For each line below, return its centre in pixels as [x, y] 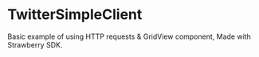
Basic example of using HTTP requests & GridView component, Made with [129, 36]
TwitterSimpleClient [75, 15]
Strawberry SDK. [35, 44]
